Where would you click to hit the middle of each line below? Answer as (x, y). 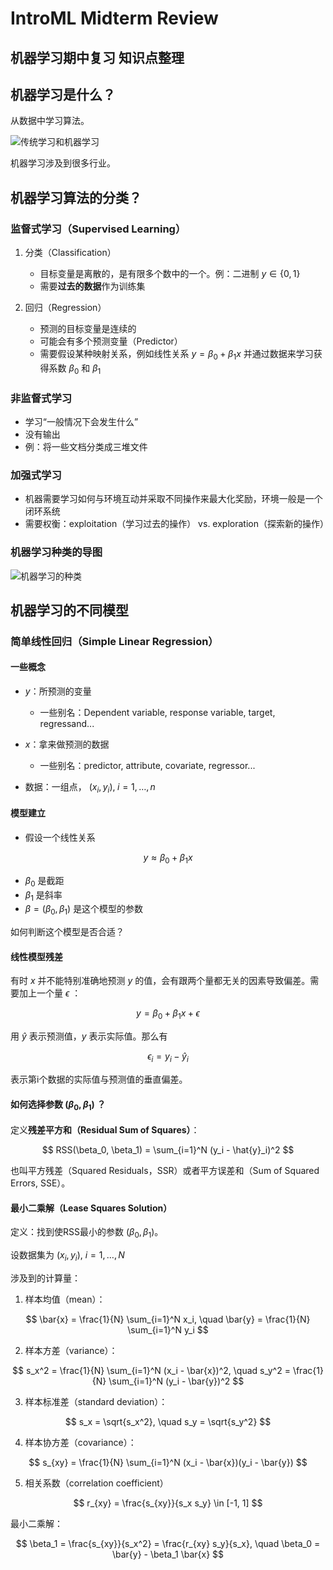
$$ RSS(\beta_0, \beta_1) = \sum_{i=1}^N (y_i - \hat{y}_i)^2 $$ (168, 1150)
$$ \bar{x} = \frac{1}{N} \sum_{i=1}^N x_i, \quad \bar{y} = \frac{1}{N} (168, 1319)
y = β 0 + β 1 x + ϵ (168, 1014)
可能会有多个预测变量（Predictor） (111, 341)
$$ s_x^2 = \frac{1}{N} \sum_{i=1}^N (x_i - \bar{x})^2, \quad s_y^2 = (151, 1370)
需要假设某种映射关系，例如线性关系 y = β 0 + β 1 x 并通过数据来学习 (176, 355)
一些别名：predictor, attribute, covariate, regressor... (147, 766)
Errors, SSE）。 (40, 1183)
